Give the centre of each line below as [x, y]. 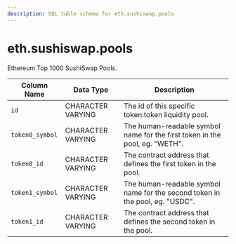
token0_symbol [34, 135]
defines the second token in [169, 222]
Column [34, 85]
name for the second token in [172, 192]
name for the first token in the [172, 135]
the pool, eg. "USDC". [159, 201]
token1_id [27, 221]
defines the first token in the [170, 163]
